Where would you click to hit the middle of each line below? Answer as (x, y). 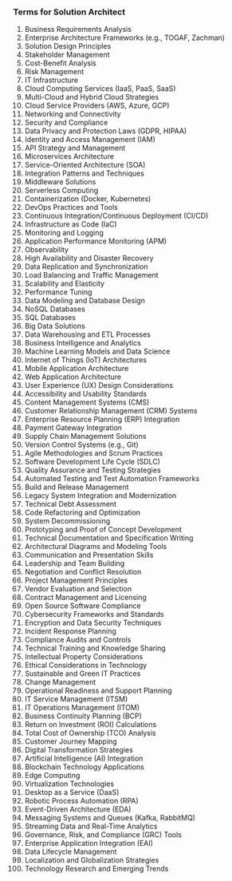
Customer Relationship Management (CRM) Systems (111, 411)
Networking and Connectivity (73, 114)
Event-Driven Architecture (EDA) (78, 809)
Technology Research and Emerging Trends (96, 869)
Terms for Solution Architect (69, 12)
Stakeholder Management (67, 55)
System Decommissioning (67, 521)
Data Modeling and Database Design (85, 301)
